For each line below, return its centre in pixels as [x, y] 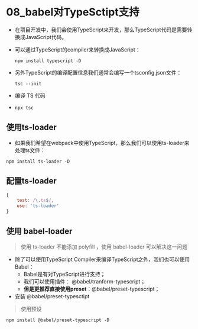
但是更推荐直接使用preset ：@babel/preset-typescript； [92, 289]
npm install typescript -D [48, 61]
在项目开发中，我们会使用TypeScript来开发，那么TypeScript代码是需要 [101, 30]
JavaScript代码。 [46, 37]
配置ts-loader [32, 181]
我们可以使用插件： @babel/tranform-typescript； [85, 281]
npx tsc [24, 108]
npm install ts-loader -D [38, 161]
